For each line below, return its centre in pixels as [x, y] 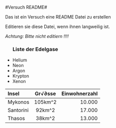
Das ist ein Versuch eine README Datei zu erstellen [58, 17]
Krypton [21, 76]
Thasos [16, 118]
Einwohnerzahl [80, 93]
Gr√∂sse [45, 93]
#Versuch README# [26, 7]
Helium [20, 60]
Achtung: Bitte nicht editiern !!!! [37, 36]
